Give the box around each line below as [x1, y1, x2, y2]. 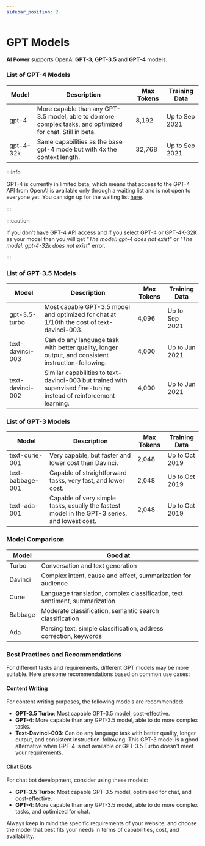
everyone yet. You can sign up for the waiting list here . [6, 193, 143, 201]
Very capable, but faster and [49, 451, 131, 459]
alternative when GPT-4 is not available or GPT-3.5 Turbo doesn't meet [15, 743, 194, 750]
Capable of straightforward [49, 469, 127, 477]
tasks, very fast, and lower [49, 477, 125, 485]
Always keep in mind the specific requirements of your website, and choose [6, 820, 197, 827]
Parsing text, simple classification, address [41, 624, 164, 633]
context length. [37, 152, 81, 161]
